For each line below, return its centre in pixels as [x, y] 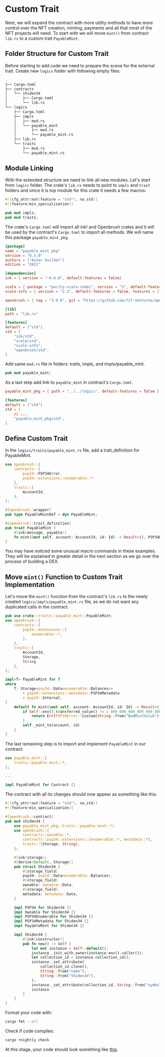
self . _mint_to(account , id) [51, 725]
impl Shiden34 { [31, 935]
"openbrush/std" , [32, 350]
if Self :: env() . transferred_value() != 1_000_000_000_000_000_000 [92, 712]
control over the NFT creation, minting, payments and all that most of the [79, 28]
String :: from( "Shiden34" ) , [68, 976]
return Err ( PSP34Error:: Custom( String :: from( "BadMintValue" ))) [97, 716]
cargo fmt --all [22, 1022]
